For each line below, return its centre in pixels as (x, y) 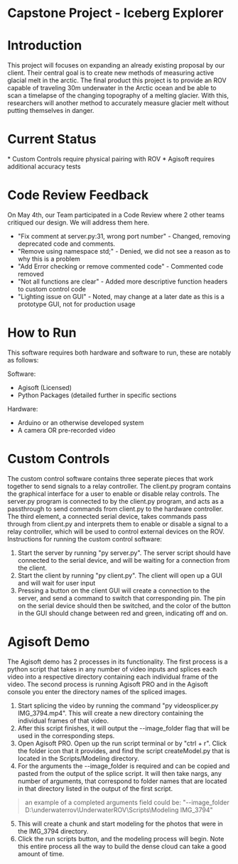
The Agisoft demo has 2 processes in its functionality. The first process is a (118, 661)
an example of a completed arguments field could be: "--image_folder (127, 802)
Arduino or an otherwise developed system (81, 422)
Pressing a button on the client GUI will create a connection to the (114, 590)
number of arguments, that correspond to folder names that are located (122, 781)
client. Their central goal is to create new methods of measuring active (111, 73)
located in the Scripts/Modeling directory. (79, 758)
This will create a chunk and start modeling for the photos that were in (120, 823)
